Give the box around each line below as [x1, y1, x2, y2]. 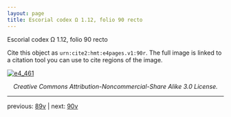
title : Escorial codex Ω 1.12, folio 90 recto [7, 16, 143, 23]
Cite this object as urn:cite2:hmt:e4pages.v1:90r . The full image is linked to [7, 49, 222, 57]
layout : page [7, 10, 45, 17]
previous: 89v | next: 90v [7, 102, 78, 110]
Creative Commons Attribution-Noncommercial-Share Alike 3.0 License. [13, 82, 218, 90]
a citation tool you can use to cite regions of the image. [7, 55, 163, 64]
